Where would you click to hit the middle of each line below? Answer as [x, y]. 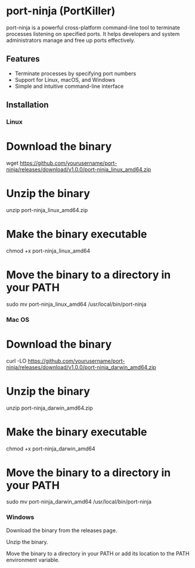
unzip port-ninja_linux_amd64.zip [47, 210]
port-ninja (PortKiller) [61, 11]
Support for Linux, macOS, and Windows [65, 79]
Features [23, 59]
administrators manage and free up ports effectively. [71, 40]
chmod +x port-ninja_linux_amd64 [48, 251]
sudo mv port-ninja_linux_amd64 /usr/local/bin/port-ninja [76, 304]
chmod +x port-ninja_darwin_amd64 [51, 449]
